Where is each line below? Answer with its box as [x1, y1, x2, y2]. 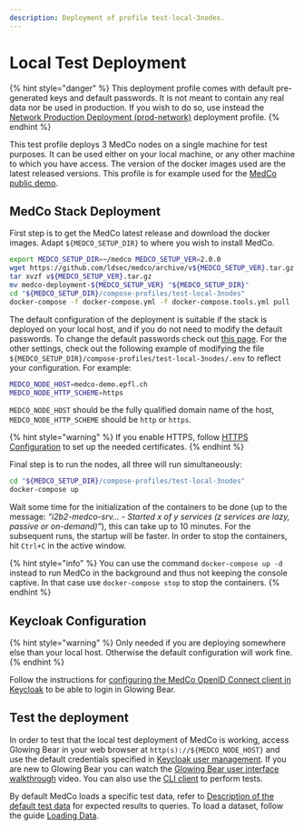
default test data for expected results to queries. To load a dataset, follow [9, 800, 284, 811]
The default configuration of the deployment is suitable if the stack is [9, 314, 268, 325]
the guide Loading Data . [9, 810, 100, 821]
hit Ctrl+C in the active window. [9, 540, 127, 551]
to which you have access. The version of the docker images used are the [9, 158, 286, 169]
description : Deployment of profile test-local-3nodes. [9, 13, 225, 23]
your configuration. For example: [9, 362, 132, 373]
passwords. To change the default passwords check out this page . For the [9, 333, 288, 344]
